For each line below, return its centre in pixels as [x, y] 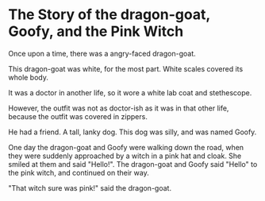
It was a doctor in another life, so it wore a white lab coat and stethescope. [130, 92]
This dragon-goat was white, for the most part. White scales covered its [126, 68]
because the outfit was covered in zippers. [78, 116]
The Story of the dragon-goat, [109, 15]
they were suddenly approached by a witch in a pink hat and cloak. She [125, 156]
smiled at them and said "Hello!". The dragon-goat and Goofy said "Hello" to [133, 164]
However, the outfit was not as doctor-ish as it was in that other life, [119, 108]
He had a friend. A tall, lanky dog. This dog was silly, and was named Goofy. [132, 132]
